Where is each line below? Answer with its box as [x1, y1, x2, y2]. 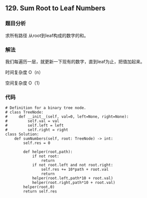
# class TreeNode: [5, 110, 44, 115]
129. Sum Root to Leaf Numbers [5, 4, 106, 13]
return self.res [23, 189, 57, 194]
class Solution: [5, 132, 39, 137]
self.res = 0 [23, 141, 51, 146]
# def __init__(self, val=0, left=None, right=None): [5, 114, 129, 120]
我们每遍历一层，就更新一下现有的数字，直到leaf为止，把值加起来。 [5, 58, 145, 64]
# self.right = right [5, 128, 69, 133]
